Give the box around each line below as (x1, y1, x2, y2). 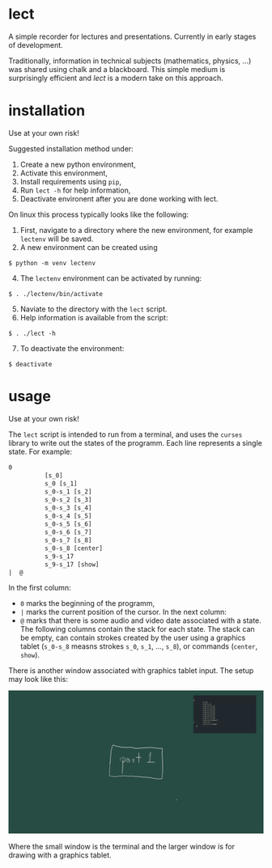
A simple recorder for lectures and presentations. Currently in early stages (8, 32, 257, 41)
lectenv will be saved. (19, 234, 94, 243)
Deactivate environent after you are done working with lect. (19, 193, 219, 203)
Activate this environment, (19, 167, 108, 178)
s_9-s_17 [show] (44, 560, 100, 569)
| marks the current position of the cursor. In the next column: (19, 607, 227, 616)
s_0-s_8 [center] (44, 544, 104, 553)
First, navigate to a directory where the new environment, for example (19, 225, 253, 235)
